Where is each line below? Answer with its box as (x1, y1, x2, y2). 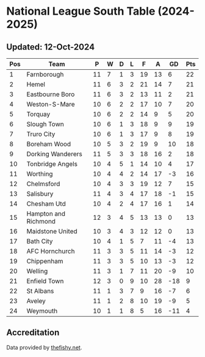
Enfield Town (26, 277, 64, 285)
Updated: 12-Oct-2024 (6, 42, 95, 52)
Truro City (26, 130, 56, 138)
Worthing (26, 170, 53, 178)
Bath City (26, 237, 53, 246)
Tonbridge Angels (26, 160, 78, 168)
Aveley (26, 297, 46, 305)
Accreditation (6, 328, 60, 338)
